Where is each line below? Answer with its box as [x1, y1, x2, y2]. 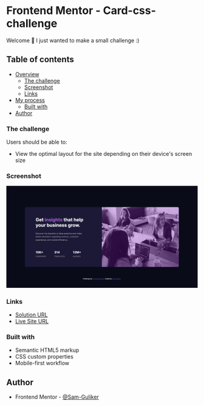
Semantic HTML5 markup [15, 346, 80, 354]
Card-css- [103, 4, 157, 18]
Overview [15, 71, 39, 78]
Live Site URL [15, 317, 49, 324]
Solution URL [15, 311, 48, 318]
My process [15, 96, 46, 103]
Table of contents [6, 54, 74, 65]
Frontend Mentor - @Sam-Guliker [15, 393, 99, 401]
